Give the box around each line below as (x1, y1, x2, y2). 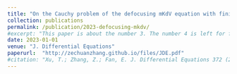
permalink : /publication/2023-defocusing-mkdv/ (7, 23, 150, 30)
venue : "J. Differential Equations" (7, 43, 115, 50)
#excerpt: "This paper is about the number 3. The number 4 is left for (7, 30, 226, 37)
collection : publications (7, 17, 83, 24)
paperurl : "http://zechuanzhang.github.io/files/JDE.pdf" (7, 50, 185, 57)
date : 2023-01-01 (7, 37, 59, 44)
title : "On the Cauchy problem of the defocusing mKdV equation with (7, 10, 217, 18)
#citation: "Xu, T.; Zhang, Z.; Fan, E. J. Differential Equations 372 (7, 56, 222, 63)
